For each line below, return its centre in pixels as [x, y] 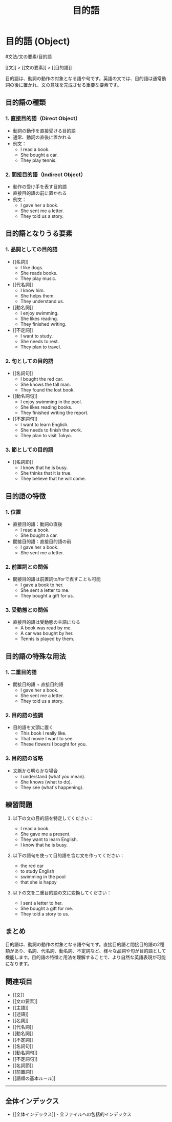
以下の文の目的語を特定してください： [53, 818]
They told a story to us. [45, 914]
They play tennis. [38, 160]
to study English [37, 871]
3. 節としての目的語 [29, 450]
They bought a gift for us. [47, 596]
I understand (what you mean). [53, 776]
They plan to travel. [41, 347]
